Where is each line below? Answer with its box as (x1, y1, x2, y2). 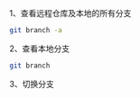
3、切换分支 (9, 78, 54, 89)
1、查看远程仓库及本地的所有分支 (9, 8, 132, 18)
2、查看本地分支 (9, 43, 70, 54)
